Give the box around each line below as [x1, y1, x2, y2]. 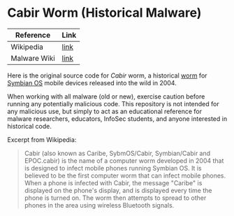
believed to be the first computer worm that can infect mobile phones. [24, 171, 226, 180]
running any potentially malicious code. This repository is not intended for [7, 99, 219, 108]
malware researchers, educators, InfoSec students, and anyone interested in [7, 114, 228, 123]
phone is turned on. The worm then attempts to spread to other [24, 194, 207, 202]
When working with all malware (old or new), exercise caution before [7, 92, 205, 101]
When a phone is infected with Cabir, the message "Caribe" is [24, 178, 203, 187]
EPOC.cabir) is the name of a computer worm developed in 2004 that [24, 156, 224, 165]
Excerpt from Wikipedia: [7, 135, 77, 144]
